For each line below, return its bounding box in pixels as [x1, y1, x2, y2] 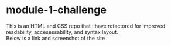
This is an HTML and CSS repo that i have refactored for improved [6, 22, 166, 29]
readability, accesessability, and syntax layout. [6, 28, 118, 35]
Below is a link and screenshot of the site [6, 34, 105, 41]
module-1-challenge [6, 3, 107, 17]
